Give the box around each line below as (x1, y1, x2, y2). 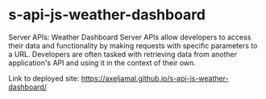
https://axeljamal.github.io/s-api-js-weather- (81, 73, 229, 83)
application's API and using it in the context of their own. (8, 58, 196, 68)
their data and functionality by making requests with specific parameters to (8, 40, 258, 50)
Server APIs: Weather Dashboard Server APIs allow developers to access (8, 32, 251, 42)
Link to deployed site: (8, 73, 80, 83)
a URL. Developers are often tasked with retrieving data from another (8, 49, 238, 59)
